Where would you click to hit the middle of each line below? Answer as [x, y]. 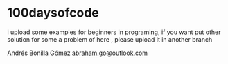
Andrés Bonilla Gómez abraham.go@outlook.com [77, 53]
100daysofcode [53, 13]
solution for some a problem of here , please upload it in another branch [110, 39]
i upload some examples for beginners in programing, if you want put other [114, 32]
